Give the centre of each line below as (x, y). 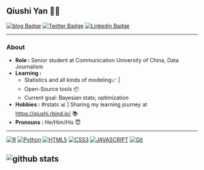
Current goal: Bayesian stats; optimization (76, 98)
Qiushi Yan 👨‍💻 (33, 11)
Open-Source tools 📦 (52, 89)
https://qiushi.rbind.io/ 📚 (46, 114)
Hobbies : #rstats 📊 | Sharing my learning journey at (81, 105)
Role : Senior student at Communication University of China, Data (97, 60)
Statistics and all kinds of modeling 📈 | (72, 80)
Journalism (29, 67)
